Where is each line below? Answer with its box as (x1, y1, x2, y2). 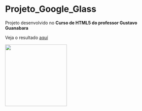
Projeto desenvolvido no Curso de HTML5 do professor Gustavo (5, 20, 138, 26)
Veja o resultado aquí (5, 35, 48, 40)
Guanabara (5, 25, 29, 31)
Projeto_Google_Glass (5, 3, 97, 15)
